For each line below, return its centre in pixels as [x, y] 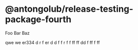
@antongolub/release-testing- [69, 9]
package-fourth [38, 19]
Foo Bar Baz [17, 33]
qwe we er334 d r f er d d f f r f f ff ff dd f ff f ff [53, 42]
